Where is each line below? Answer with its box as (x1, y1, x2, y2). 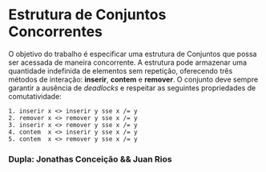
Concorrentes (8, 22, 103, 41)
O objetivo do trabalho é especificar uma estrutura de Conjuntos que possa (8, 49, 257, 58)
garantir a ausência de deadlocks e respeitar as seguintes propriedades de (8, 82, 256, 93)
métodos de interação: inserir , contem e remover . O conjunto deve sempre (8, 74, 259, 84)
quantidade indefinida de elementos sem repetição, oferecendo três (8, 66, 233, 75)
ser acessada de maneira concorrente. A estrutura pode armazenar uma (8, 58, 247, 67)
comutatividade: (8, 91, 62, 101)
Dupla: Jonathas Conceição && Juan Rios (8, 154, 172, 165)
